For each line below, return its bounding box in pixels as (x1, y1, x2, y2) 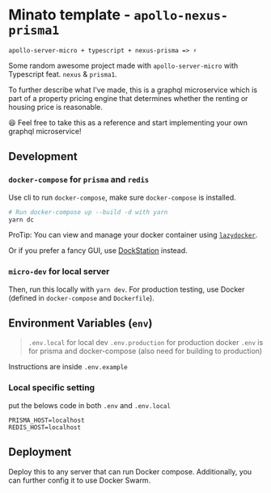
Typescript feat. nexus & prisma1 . (8, 69, 117, 78)
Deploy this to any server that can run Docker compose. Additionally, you (8, 466, 252, 476)
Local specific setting (8, 382, 95, 394)
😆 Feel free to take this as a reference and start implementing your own (8, 117, 248, 127)
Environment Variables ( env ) (8, 317, 153, 331)
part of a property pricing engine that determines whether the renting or (8, 93, 248, 103)
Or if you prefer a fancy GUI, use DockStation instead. (8, 246, 188, 255)
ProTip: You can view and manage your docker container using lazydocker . (8, 230, 258, 240)
